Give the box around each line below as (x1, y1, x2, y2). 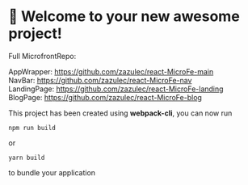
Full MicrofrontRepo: (8, 51, 77, 61)
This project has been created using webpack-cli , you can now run (8, 108, 233, 118)
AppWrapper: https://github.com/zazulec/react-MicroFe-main (8, 66, 214, 76)
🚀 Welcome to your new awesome (8, 7, 240, 26)
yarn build (8, 153, 45, 162)
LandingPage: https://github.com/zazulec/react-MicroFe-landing (8, 84, 224, 94)
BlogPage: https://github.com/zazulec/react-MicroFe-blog (8, 92, 202, 102)
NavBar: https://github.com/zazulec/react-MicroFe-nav (8, 75, 192, 85)
